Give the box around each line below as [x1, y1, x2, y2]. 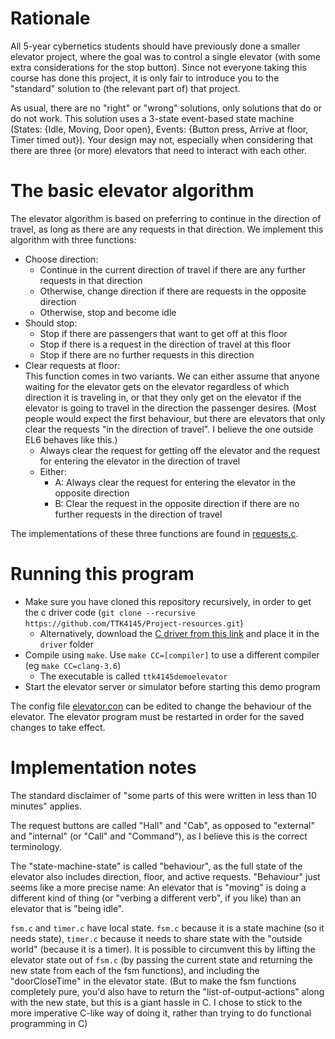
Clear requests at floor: [24, 359, 121, 371]
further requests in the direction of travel [54, 508, 223, 520]
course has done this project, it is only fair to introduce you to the [10, 72, 280, 84]
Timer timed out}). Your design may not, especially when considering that [10, 133, 314, 146]
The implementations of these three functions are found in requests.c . [10, 527, 299, 539]
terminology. [10, 840, 63, 852]
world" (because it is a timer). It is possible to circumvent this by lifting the [10, 943, 316, 955]
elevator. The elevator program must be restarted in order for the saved [10, 710, 305, 722]
